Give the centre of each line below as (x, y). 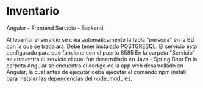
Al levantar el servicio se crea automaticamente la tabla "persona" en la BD (101, 39)
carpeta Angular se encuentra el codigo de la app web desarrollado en (95, 66)
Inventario (33, 11)
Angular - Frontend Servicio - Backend (55, 28)
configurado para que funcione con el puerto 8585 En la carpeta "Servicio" (101, 52)
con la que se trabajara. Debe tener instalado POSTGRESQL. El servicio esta (102, 46)
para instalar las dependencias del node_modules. (69, 78)
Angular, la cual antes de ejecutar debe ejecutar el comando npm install (96, 72)
